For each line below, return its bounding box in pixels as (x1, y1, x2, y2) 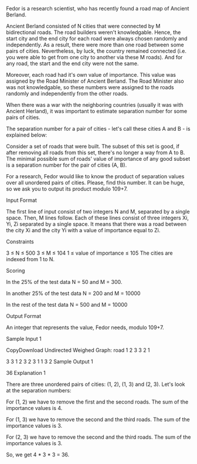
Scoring (6, 267, 25, 274)
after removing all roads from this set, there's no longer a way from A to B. (6, 149, 185, 156)
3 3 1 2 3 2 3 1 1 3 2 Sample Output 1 (6, 358, 94, 365)
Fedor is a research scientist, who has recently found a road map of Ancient (6, 5, 189, 12)
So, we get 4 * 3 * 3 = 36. (6, 451, 70, 458)
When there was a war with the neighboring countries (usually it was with (6, 101, 184, 108)
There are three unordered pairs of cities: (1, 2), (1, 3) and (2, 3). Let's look (6, 381, 186, 388)
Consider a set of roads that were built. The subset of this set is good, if (6, 143, 180, 150)
